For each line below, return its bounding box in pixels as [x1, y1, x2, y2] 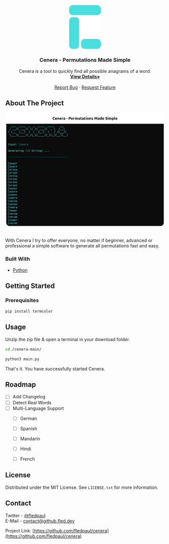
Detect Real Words [12, 399, 52, 405]
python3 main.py [5, 356, 39, 361]
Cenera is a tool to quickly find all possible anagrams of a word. [19, 68, 151, 74]
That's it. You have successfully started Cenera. [5, 365, 105, 371]
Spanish [20, 425, 37, 432]
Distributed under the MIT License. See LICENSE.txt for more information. [5, 484, 158, 490]
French [20, 455, 35, 462]
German [20, 415, 37, 422]
